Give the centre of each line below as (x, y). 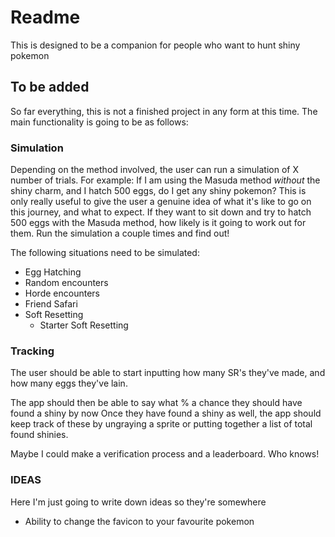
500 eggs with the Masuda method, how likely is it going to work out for (158, 223)
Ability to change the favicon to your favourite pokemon (139, 521)
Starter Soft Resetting (84, 325)
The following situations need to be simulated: (105, 253)
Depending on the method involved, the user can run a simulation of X (154, 170)
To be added (50, 87)
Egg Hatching (53, 272)
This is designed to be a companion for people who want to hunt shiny (155, 45)
